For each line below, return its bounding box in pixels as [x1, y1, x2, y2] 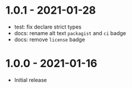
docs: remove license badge [14, 36, 86, 43]
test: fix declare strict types [14, 23, 81, 30]
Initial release [14, 76, 47, 83]
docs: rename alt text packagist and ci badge [14, 29, 126, 36]
